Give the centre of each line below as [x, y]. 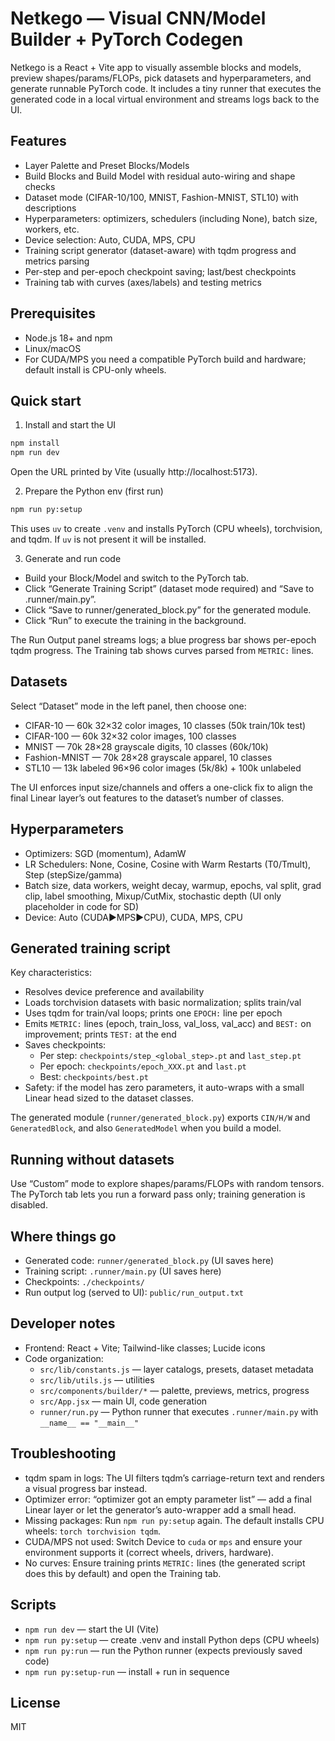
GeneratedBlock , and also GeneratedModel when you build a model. [146, 1128]
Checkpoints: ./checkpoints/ [84, 1282]
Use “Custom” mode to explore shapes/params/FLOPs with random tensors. [167, 1184]
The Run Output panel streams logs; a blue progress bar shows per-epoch [163, 640]
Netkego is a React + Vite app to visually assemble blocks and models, [156, 67]
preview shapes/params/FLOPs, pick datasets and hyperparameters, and [161, 78]
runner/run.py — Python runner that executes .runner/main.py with [179, 1411]
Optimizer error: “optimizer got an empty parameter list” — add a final [168, 1499]
